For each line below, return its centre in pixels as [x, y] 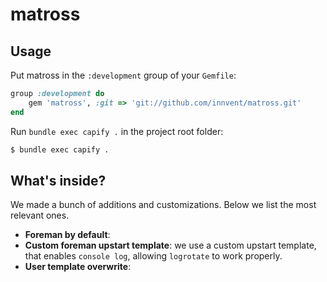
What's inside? [58, 180]
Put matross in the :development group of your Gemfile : [123, 75]
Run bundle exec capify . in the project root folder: [117, 131]
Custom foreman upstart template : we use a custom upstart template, [170, 245]
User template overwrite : [78, 267]
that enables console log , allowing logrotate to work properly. [153, 256]
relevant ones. [40, 215]
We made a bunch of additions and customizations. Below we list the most [163, 205]
